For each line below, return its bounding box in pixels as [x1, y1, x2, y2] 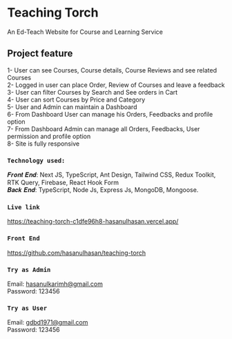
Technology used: [7, 157, 66, 164]
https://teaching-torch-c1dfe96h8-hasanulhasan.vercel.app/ [7, 217, 179, 226]
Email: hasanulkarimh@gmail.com [7, 280, 104, 288]
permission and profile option [7, 132, 91, 140]
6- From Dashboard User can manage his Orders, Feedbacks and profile [7, 110, 213, 118]
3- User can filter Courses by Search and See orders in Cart [7, 88, 178, 96]
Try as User [7, 304, 48, 312]
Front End [7, 235, 40, 242]
